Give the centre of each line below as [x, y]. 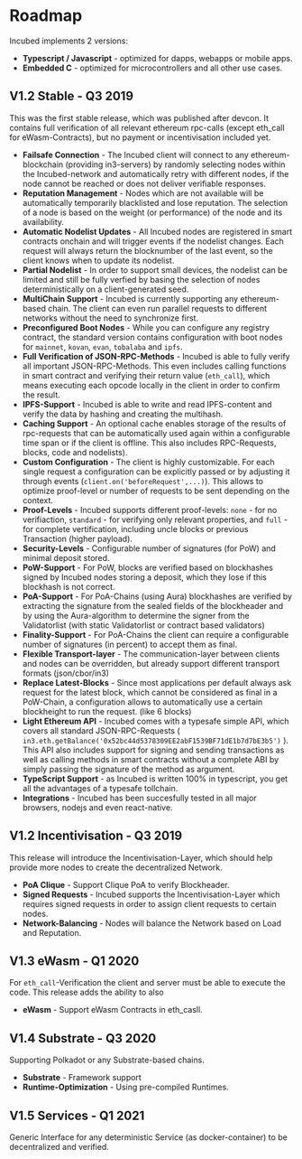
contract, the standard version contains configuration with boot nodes [152, 337]
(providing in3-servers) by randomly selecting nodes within [175, 164]
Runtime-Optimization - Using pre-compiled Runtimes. [126, 1087]
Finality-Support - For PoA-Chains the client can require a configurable [156, 634]
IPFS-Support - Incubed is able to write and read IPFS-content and [147, 404]
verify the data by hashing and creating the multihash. [123, 414]
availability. [43, 221]
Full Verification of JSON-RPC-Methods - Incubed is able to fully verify [156, 356]
